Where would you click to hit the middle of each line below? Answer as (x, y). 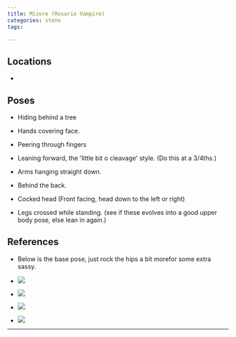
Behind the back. (42, 185)
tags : (15, 27)
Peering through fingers (52, 144)
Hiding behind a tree (47, 117)
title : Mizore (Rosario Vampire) (56, 14)
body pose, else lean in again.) (62, 220)
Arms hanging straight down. (59, 172)
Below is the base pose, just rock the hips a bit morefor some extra (114, 259)
